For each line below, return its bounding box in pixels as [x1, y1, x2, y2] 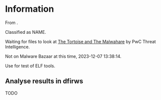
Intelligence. [5, 44, 30, 50]
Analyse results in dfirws [5, 77, 83, 85]
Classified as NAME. [5, 29, 47, 35]
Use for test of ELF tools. [5, 63, 55, 69]
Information [5, 3, 54, 15]
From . [5, 20, 18, 25]
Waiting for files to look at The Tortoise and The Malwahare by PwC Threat [5, 38, 156, 45]
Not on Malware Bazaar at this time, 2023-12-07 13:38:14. [5, 53, 122, 59]
